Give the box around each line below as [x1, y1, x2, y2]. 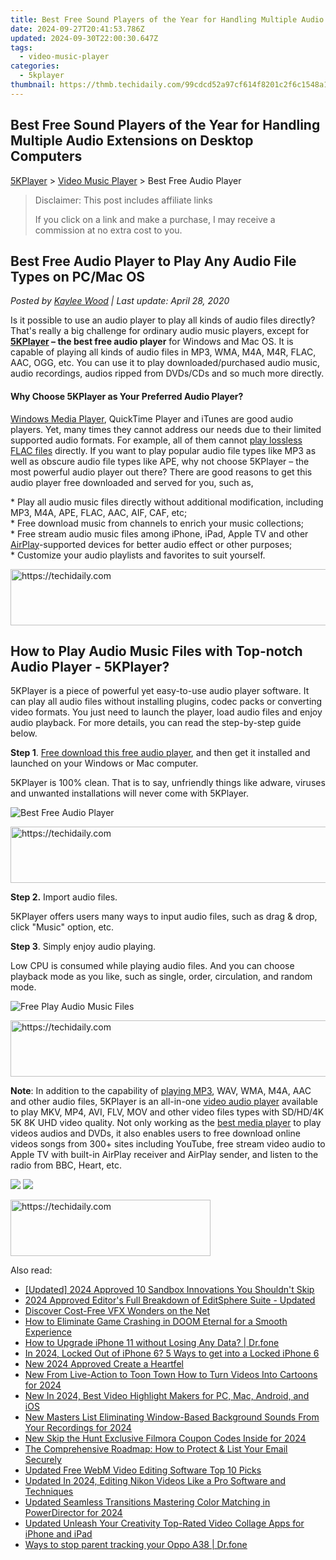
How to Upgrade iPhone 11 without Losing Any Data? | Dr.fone [24, 1337, 280, 1349]
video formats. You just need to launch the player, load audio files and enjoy [10, 706, 323, 718]
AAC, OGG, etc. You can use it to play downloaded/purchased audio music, [10, 357, 320, 369]
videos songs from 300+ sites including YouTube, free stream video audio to [10, 1138, 326, 1150]
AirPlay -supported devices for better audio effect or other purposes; [10, 538, 293, 550]
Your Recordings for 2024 [24, 1422, 132, 1434]
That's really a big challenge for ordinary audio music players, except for [10, 325, 310, 337]
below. [10, 727, 38, 740]
